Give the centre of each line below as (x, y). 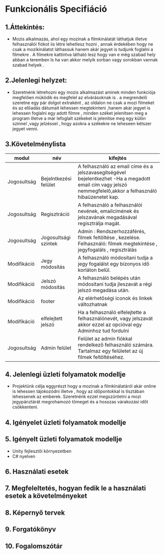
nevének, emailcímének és (108, 211)
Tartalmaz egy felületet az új (110, 351)
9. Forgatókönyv (31, 529)
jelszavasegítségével (102, 172)
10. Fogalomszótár (34, 546)
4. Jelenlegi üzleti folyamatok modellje (66, 375)
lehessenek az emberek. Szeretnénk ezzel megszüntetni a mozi (77, 396)
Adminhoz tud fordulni (103, 331)
